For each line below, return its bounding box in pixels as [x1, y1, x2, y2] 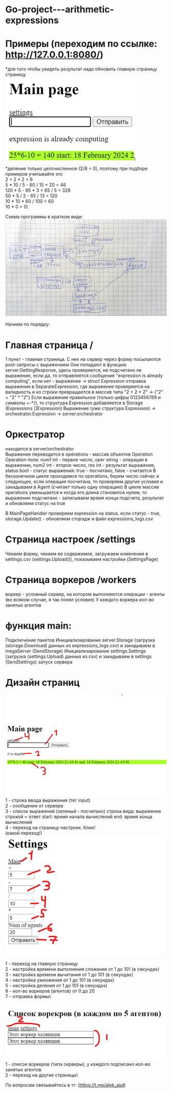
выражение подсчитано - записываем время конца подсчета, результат [5, 495, 164, 501]
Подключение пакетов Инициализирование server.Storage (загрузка [5, 637, 155, 643]
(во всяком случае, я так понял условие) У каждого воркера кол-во [5, 597, 155, 603]
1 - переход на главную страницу [5, 960, 78, 967]
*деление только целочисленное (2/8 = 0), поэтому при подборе [5, 165, 148, 172]
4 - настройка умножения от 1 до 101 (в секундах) [5, 977, 115, 983]
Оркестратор [5, 429, 65, 440]
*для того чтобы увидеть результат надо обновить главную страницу [5, 66, 157, 72]
